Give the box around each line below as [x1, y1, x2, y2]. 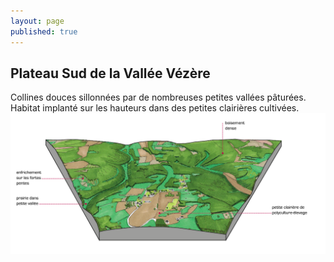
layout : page [10, 16, 65, 26]
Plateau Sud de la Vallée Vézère [10, 65, 211, 82]
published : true [10, 26, 78, 37]
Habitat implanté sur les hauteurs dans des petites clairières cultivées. [10, 102, 300, 114]
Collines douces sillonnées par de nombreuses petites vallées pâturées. [10, 91, 307, 104]
